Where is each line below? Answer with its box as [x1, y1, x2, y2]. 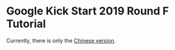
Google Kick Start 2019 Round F [6, 4, 170, 18]
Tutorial [6, 17, 47, 31]
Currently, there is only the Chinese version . [6, 37, 116, 44]
